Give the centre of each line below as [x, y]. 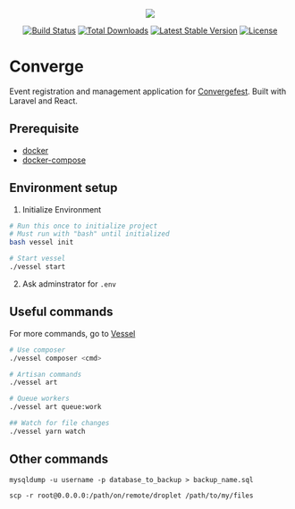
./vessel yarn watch [48, 431]
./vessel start [38, 267]
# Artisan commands [46, 374]
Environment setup [63, 188]
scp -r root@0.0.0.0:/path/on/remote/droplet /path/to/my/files [131, 496]
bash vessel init [42, 242]
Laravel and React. [44, 100]
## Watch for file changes [59, 423]
